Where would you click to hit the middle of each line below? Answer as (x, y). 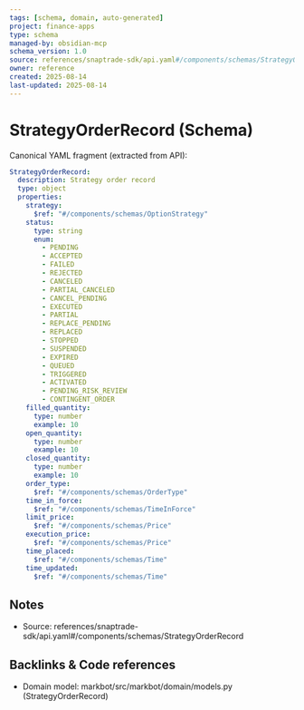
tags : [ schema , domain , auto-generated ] (87, 18)
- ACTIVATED (65, 383)
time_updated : (52, 568)
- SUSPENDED (65, 349)
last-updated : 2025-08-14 (58, 85)
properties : (40, 197)
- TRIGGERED (65, 374)
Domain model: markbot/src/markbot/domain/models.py (128, 686)
